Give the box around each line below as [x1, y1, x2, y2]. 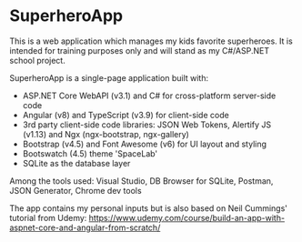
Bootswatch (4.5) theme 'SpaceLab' [22, 147, 158, 159]
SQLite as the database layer [22, 157, 131, 168]
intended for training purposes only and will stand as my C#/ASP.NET [9, 45, 270, 55]
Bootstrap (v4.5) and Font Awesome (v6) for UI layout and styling [22, 138, 267, 149]
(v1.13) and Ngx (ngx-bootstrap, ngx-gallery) [22, 128, 189, 139]
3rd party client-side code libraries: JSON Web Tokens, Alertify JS [22, 119, 272, 130]
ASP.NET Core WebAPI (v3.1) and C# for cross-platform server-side [22, 90, 277, 101]
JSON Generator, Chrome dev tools [9, 185, 143, 196]
